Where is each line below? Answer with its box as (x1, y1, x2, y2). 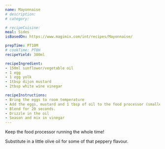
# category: (5, 16, 29, 21)
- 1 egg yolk (5, 74, 32, 80)
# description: (5, 12, 36, 17)
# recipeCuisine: (5, 25, 41, 30)
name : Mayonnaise (5, 7, 41, 12)
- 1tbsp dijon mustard (5, 79, 52, 84)
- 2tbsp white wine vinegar (5, 84, 63, 89)
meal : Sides (5, 30, 29, 35)
